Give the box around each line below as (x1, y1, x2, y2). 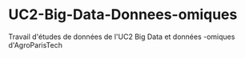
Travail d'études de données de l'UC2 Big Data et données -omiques (8, 32, 235, 41)
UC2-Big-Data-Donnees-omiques (8, 6, 238, 24)
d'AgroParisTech (8, 40, 62, 49)
